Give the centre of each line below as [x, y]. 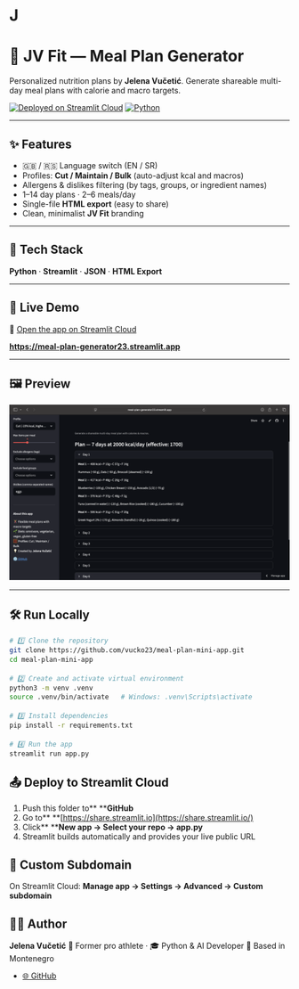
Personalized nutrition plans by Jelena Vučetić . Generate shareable [133, 81]
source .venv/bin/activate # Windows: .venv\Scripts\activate [131, 697]
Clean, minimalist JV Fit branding [83, 213]
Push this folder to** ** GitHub [77, 808]
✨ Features [40, 144]
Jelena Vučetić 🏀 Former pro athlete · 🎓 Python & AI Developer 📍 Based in [147, 946]
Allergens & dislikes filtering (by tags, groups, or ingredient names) [145, 184]
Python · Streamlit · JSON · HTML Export [86, 271]
